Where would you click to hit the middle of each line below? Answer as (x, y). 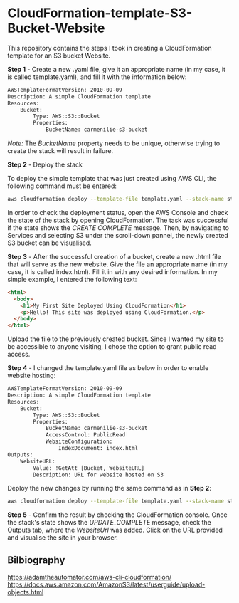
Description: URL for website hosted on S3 (98, 475)
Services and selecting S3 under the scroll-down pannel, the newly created (118, 235)
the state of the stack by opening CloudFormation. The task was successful (118, 220)
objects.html (26, 592)
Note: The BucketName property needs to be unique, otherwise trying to (114, 143)
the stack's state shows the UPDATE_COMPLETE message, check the (109, 523)
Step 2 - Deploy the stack (45, 164)
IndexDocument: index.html (98, 449)
